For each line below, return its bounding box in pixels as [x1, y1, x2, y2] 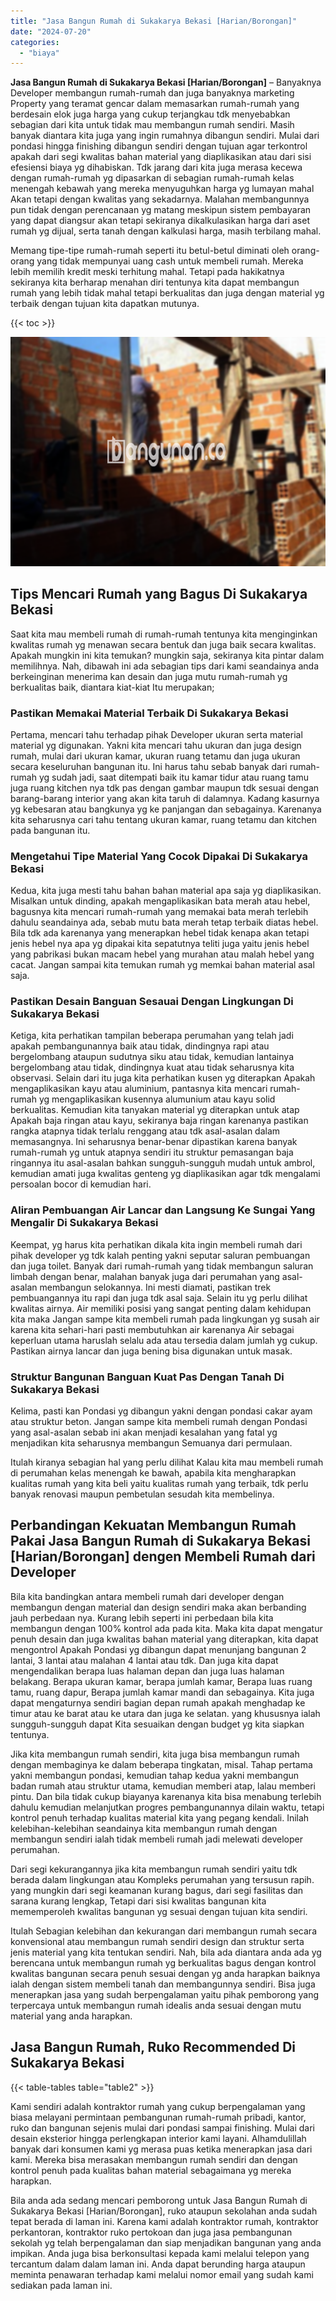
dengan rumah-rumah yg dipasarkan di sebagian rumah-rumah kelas [10, 172, 295, 184]
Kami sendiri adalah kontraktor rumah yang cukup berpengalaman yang [10, 2100, 306, 2112]
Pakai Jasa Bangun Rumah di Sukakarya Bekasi [10, 1533, 311, 1550]
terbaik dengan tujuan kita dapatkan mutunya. [10, 298, 200, 310]
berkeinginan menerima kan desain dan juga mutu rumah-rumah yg [10, 670, 288, 682]
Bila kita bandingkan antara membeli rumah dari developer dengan [10, 1590, 285, 1602]
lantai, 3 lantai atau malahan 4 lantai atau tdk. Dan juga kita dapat [10, 1654, 279, 1666]
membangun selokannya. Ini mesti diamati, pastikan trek [39, 1281, 272, 1293]
